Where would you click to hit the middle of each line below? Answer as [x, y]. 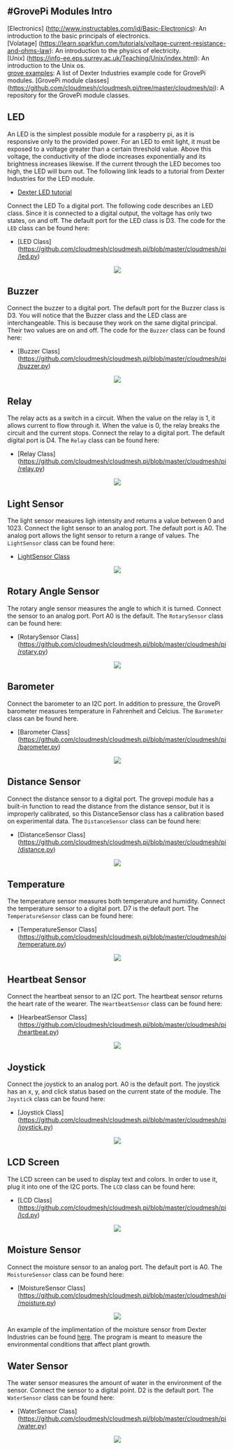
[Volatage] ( [24, 43]
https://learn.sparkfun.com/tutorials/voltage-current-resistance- [133, 43]
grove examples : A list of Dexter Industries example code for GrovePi [107, 73]
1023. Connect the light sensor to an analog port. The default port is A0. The [117, 528]
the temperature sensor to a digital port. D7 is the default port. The [103, 908]
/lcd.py [28, 1215]
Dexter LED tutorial [44, 192]
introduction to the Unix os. [46, 65]
